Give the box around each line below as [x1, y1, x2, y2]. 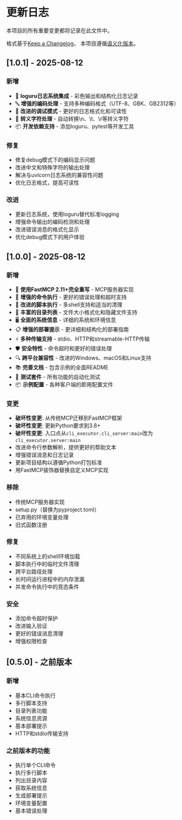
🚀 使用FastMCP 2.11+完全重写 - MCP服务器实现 [15, 285, 134, 293]
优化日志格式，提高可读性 [15, 179, 79, 186]
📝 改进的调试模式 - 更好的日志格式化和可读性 [15, 107, 127, 114]
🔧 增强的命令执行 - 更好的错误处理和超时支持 [15, 293, 127, 301]
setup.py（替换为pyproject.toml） [15, 506, 100, 513]
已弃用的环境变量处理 [15, 513, 69, 521]
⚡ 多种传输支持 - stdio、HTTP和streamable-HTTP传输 [15, 335, 150, 342]
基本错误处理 [15, 807, 47, 815]
